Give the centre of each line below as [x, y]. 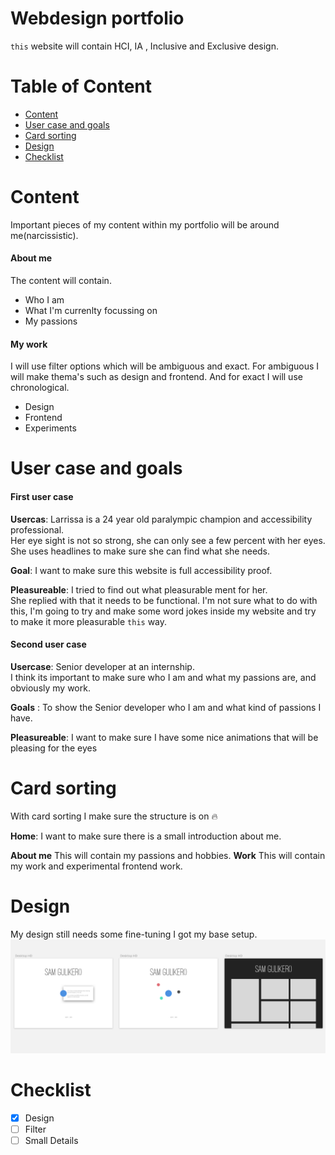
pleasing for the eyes [54, 748]
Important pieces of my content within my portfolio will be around [145, 224]
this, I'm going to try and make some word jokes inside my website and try [163, 611]
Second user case [48, 644]
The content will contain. [61, 281]
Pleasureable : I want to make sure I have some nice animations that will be [164, 737]
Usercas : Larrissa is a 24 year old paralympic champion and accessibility [161, 519]
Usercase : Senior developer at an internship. [102, 666]
